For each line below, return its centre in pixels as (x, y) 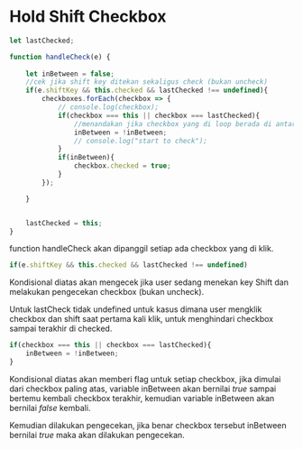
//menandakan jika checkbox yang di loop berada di (173, 124)
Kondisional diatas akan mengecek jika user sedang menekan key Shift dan (149, 282)
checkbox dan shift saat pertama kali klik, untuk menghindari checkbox (141, 319)
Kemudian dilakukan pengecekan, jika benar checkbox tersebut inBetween (148, 425)
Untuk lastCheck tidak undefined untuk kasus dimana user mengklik (136, 309)
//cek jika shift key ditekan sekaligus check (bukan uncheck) (147, 82)
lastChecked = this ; (64, 223)
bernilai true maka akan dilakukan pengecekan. (97, 435)
